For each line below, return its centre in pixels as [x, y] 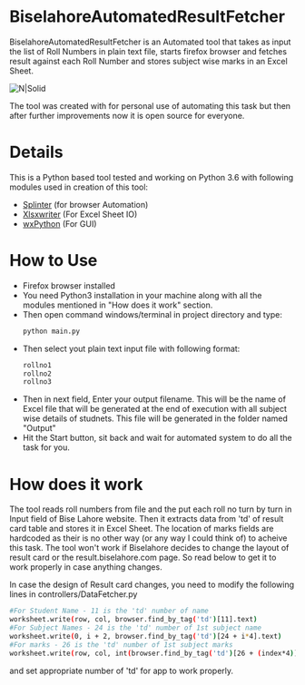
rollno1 [37, 365]
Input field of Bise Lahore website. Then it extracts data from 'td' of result [147, 519]
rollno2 [37, 374]
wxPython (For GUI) [59, 223]
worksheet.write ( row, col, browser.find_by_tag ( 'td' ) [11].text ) [133, 620]
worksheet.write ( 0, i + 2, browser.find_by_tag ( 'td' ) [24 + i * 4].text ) [146, 636]
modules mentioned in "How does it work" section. [118, 305]
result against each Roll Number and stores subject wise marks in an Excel [148, 61]
